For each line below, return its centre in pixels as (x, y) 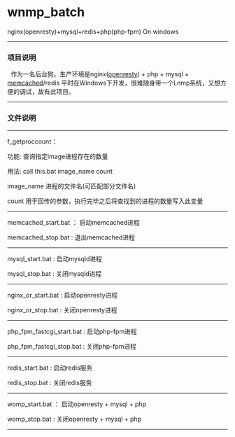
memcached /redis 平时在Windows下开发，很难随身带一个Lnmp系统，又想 (114, 83)
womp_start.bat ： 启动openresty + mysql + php (77, 404)
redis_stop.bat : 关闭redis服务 (50, 382)
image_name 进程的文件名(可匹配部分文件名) (72, 186)
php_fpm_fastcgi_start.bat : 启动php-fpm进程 (72, 331)
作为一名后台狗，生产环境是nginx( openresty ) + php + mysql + (100, 74)
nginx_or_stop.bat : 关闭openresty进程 (62, 310)
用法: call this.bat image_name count (60, 171)
